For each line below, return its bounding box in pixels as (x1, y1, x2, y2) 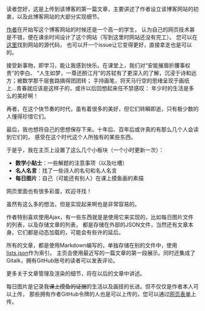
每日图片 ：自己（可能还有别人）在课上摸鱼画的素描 (15, 174, 144, 182)
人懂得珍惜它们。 (6, 113, 49, 120)
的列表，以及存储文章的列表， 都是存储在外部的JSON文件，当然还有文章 (6, 221, 189, 228)
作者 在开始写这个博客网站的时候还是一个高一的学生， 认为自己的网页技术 (6, 26, 190, 33)
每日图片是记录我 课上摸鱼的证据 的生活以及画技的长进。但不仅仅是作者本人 (6, 283, 193, 290)
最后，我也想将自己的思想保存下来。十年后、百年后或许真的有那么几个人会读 (6, 126, 199, 133)
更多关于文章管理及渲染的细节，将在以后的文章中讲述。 (6, 270, 145, 277)
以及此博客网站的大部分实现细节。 (16, 13, 103, 20)
